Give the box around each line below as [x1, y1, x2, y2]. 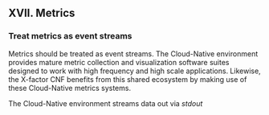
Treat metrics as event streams [8, 31, 132, 42]
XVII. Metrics [8, 6, 75, 20]
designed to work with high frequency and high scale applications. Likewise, [8, 66, 261, 76]
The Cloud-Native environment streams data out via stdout [8, 98, 203, 108]
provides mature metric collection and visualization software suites [8, 57, 230, 67]
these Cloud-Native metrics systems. [8, 83, 131, 92]
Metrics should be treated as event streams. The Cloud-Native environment [8, 48, 259, 59]
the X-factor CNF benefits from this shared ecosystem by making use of [8, 74, 247, 84]
